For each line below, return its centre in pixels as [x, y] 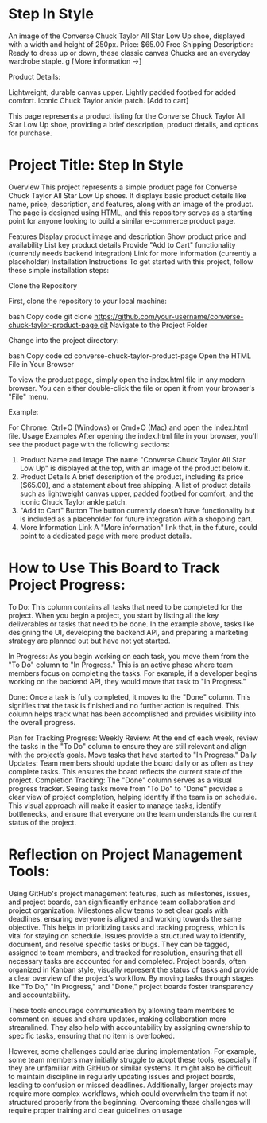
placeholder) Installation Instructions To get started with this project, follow [131, 261]
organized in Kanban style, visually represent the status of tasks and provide [133, 969]
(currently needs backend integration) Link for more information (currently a [132, 253]
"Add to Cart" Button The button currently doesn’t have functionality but [137, 510]
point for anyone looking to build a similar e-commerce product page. [122, 220]
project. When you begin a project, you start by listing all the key [114, 615]
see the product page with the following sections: [89, 444]
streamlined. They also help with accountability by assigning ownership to [129, 1027]
